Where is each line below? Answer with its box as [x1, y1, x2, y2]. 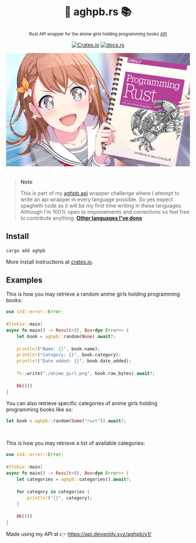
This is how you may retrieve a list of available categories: [6, 440, 145, 447]
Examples [6, 275, 43, 285]
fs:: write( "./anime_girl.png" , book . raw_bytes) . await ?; [16, 371, 156, 376]
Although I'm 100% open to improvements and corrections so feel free [20, 208, 190, 215]
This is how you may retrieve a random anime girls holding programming [6, 290, 180, 298]
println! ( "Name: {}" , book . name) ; [16, 346, 100, 352]
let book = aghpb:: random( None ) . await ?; [16, 333, 116, 340]
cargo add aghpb [6, 247, 45, 254]
